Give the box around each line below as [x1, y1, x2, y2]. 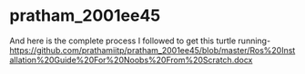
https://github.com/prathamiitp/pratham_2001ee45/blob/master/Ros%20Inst [9, 44, 296, 55]
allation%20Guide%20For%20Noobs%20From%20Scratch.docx [9, 54, 253, 65]
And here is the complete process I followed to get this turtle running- [9, 35, 271, 46]
